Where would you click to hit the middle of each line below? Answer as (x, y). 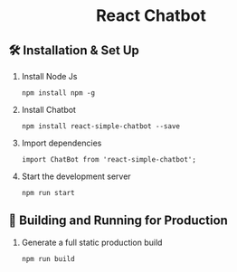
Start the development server (76, 176)
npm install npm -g (58, 93)
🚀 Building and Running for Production (118, 221)
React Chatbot (151, 16)
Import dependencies (62, 143)
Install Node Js (49, 76)
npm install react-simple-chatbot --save (100, 127)
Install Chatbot (48, 110)
